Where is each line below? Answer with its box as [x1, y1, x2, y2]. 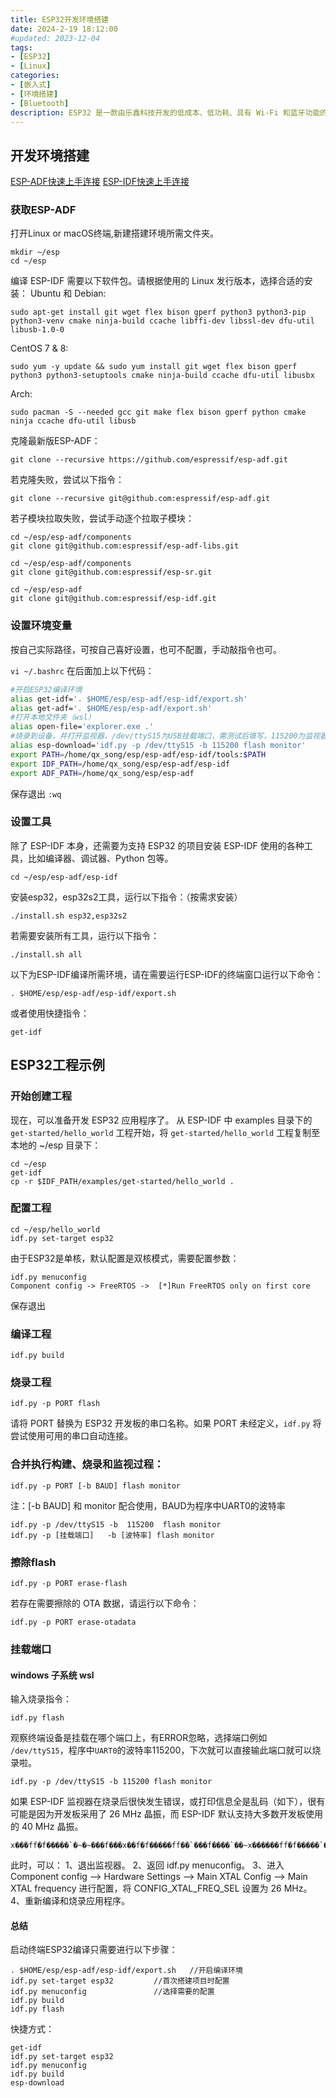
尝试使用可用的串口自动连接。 [10, 1430, 133, 1442]
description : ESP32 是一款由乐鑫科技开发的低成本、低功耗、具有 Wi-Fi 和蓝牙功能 [10, 107, 321, 118]
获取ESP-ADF [10, 203, 77, 217]
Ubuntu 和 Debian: [29, 287, 107, 300]
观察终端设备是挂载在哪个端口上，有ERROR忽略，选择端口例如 [10, 1732, 268, 1744]
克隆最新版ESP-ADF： [10, 435, 101, 447]
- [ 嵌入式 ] [10, 80, 52, 90]
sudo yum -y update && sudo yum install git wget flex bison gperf [10, 362, 298, 372]
